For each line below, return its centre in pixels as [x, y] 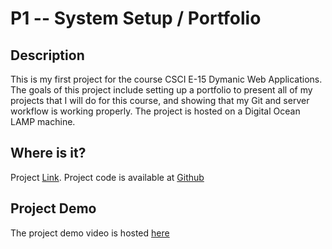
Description [47, 55]
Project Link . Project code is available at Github [107, 177]
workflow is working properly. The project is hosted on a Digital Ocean [155, 111]
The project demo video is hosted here [90, 233]
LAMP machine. [43, 121]
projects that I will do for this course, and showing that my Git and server [160, 100]
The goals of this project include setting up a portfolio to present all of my [161, 90]
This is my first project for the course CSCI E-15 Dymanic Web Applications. [166, 79]
